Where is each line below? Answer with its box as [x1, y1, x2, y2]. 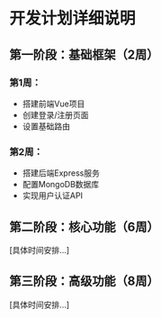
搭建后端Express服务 [22, 168, 101, 178]
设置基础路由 [22, 121, 70, 132]
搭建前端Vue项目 [22, 98, 85, 109]
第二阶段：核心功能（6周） [9, 219, 159, 234]
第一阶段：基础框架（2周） [9, 47, 159, 62]
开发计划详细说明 [9, 8, 137, 29]
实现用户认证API [22, 190, 84, 201]
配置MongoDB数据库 [22, 179, 100, 190]
